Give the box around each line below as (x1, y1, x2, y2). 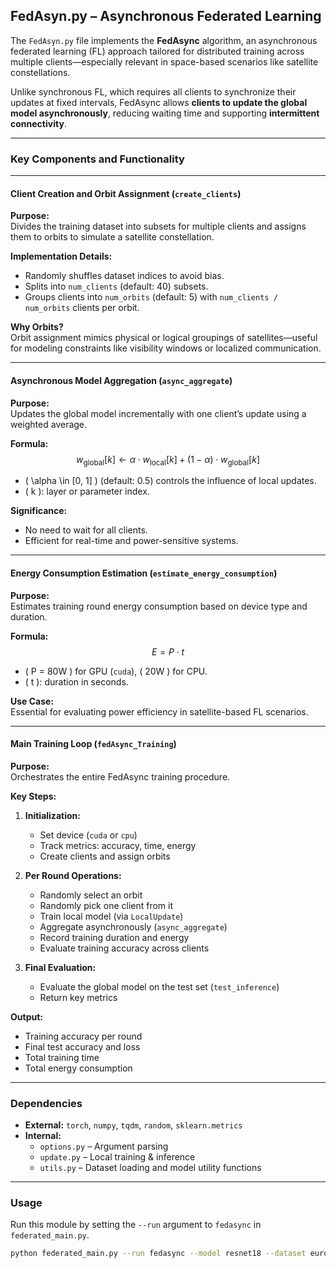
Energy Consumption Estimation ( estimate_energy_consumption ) (10, 567, 278, 579)
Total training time (24, 1051, 100, 1063)
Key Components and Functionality (10, 152, 185, 166)
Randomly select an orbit (39, 889, 143, 901)
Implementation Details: (10, 250, 113, 263)
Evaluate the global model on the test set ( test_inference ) (39, 980, 280, 993)
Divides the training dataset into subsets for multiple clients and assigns (10, 220, 307, 233)
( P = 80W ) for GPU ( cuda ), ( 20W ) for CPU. (24, 665, 208, 677)
